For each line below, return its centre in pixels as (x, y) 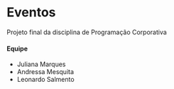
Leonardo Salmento (46, 80)
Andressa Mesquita (45, 72)
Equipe (17, 48)
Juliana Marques (41, 64)
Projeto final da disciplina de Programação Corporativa (87, 32)
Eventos (31, 12)
